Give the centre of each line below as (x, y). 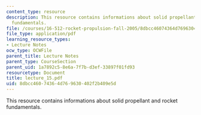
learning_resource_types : (38, 39)
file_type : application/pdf (41, 34)
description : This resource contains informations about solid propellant (101, 17)
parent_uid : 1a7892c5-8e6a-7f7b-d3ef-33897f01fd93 (71, 67)
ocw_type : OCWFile (29, 51)
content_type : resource (36, 12)
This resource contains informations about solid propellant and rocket (92, 101)
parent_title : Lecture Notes (42, 56)
